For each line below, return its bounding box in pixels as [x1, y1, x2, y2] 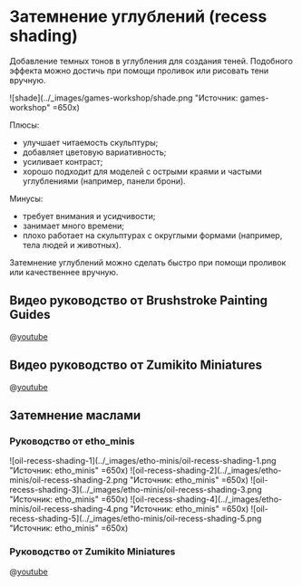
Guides [9, 307, 52, 322]
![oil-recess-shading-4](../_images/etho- [130, 494, 283, 504]
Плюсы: [9, 120, 40, 130]
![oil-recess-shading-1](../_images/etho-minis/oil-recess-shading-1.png [9, 456, 277, 466]
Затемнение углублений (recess [9, 6, 268, 27]
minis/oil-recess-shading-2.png [9, 475, 129, 485]
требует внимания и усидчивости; [22, 210, 156, 221]
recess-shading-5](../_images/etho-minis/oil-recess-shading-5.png [9, 514, 262, 524]
